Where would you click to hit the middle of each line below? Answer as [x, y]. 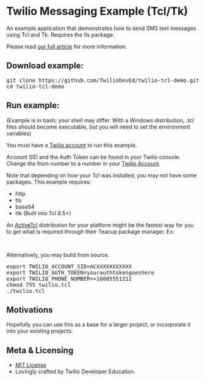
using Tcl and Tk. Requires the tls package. [60, 34]
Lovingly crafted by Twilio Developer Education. [75, 372]
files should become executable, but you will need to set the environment [98, 127]
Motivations [30, 310]
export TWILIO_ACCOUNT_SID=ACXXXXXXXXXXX [69, 266]
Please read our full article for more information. [67, 46]
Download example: [45, 66]
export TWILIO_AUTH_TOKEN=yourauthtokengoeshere [80, 272]
